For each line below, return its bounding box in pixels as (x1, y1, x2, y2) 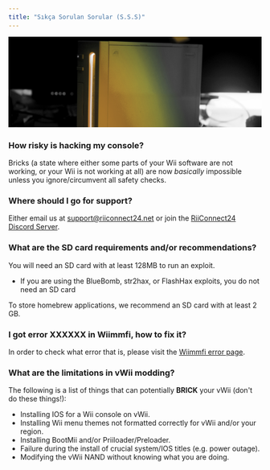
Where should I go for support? (8, 195, 133, 206)
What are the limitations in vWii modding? (8, 367, 175, 378)
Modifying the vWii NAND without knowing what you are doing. (19, 452, 230, 462)
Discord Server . (8, 222, 60, 232)
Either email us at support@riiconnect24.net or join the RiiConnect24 (8, 213, 236, 223)
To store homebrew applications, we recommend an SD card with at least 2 (8, 300, 257, 310)
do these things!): (8, 394, 67, 404)
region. (19, 427, 44, 436)
